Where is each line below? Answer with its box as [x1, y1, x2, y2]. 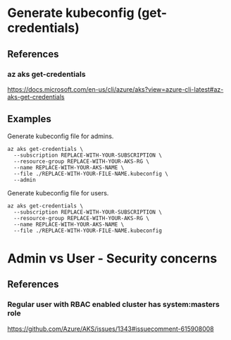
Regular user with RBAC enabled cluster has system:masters [7, 300, 220, 310]
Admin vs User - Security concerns [7, 250, 218, 266]
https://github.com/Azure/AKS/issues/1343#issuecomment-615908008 [7, 324, 214, 333]
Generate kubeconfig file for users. [7, 188, 109, 197]
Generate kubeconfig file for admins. [7, 132, 114, 140]
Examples [7, 113, 51, 125]
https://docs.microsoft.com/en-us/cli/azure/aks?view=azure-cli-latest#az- [7, 85, 224, 93]
